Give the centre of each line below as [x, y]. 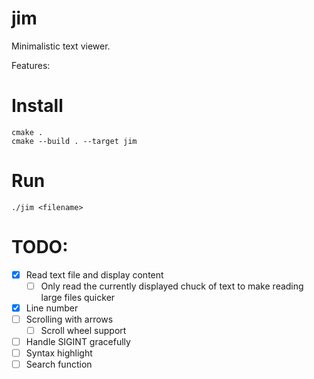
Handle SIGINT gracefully [78, 342]
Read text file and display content [94, 274]
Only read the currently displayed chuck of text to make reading [172, 286]
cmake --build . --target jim [74, 141]
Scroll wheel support [83, 330]
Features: [31, 65]
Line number [52, 308]
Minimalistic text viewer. [61, 46]
